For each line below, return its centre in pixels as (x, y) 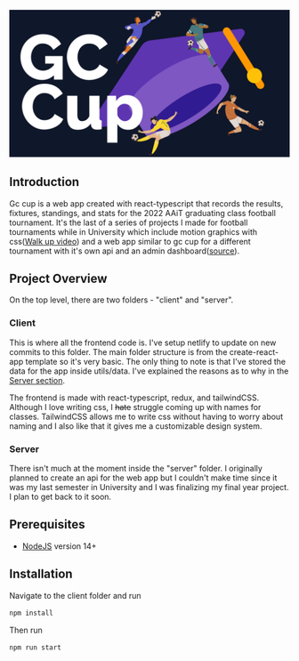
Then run (26, 630)
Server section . (37, 380)
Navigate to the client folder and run (75, 595)
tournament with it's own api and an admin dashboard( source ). (125, 251)
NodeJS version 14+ (59, 546)
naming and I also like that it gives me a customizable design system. (136, 426)
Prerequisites (47, 524)
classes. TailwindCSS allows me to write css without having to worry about (146, 416)
